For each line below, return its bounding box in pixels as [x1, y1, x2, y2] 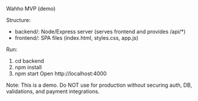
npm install [14, 64, 42, 71]
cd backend [14, 58, 45, 64]
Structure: [6, 17, 31, 23]
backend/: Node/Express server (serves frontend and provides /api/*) [14, 28, 186, 35]
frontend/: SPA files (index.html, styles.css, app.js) [14, 34, 139, 41]
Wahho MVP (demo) [6, 5, 56, 12]
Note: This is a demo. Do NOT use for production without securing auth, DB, [6, 81, 192, 89]
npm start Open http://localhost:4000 [14, 70, 107, 77]
